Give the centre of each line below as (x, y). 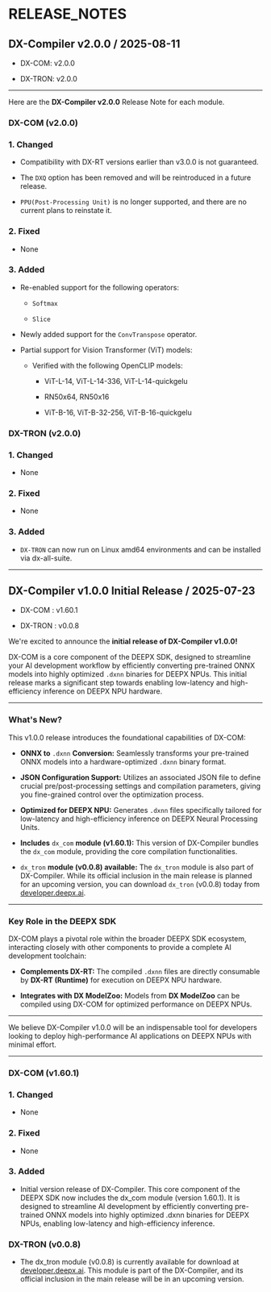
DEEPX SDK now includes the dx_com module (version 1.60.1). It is (130, 1198)
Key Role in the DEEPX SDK (63, 921)
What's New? (35, 720)
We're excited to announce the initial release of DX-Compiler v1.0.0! (123, 641)
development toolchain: (48, 956)
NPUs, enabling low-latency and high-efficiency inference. (117, 1223)
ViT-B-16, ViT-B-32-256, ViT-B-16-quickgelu (118, 412)
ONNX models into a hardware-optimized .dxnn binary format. (123, 761)
